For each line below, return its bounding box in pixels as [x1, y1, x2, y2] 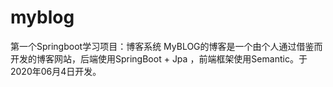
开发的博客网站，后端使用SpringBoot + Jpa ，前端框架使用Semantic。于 [10, 52, 308, 65]
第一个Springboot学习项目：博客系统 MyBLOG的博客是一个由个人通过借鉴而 [10, 40, 323, 52]
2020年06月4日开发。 [10, 65, 102, 77]
